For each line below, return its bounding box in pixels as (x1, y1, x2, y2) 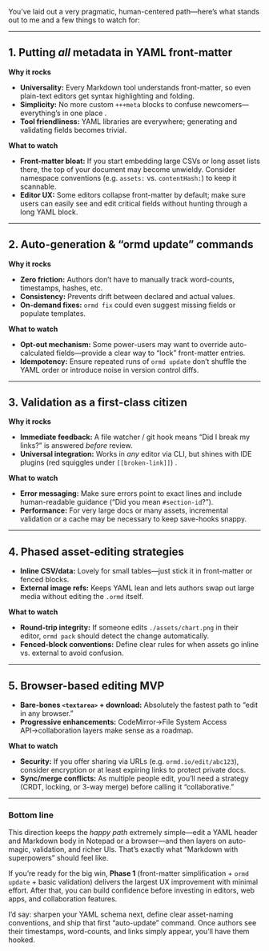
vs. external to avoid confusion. (19, 648, 124, 658)
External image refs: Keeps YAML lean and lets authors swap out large (19, 583, 255, 593)
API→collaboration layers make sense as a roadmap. (19, 725, 194, 735)
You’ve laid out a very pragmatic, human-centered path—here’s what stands (8, 7, 260, 16)
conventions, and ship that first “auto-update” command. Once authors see (8, 918, 257, 928)
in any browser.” (19, 709, 74, 718)
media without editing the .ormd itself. (19, 592, 144, 601)
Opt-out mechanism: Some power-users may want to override (19, 339, 228, 349)
